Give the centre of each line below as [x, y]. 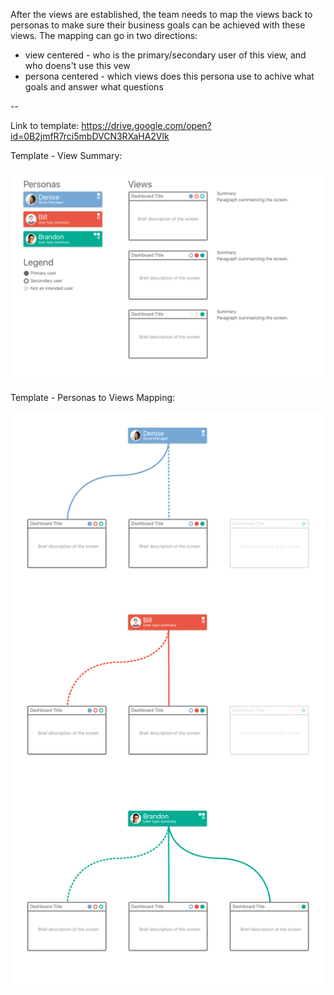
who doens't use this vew [77, 65]
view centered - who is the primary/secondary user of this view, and [165, 55]
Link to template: [45, 125]
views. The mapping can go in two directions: [104, 35]
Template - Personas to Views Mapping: [93, 397]
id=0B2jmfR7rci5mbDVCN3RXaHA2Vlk [90, 136]
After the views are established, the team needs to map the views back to [161, 14]
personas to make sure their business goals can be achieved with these [158, 25]
